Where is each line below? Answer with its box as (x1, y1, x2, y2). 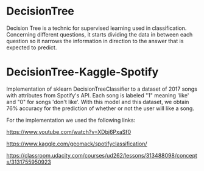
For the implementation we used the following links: (6, 116, 136, 124)
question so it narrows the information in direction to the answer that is (6, 37, 184, 44)
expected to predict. (6, 44, 57, 51)
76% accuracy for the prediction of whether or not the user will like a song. (6, 105, 195, 112)
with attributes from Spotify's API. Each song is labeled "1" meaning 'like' (6, 91, 189, 99)
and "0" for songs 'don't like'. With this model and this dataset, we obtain (6, 98, 189, 105)
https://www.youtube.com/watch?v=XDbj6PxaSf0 (6, 128, 132, 135)
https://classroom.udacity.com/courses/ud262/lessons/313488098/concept (6, 152, 198, 159)
